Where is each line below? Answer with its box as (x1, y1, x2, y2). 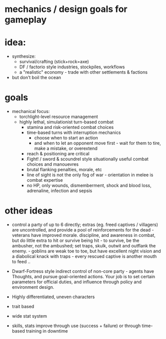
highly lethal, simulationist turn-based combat (19, 119, 114, 125)
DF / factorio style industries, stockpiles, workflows (19, 64, 125, 70)
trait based (11, 304, 34, 309)
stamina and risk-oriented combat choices (26, 124, 114, 130)
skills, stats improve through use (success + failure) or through (11, 323, 141, 329)
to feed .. (11, 259, 31, 264)
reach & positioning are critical (26, 151, 90, 157)
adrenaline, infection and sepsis (26, 188, 93, 194)
